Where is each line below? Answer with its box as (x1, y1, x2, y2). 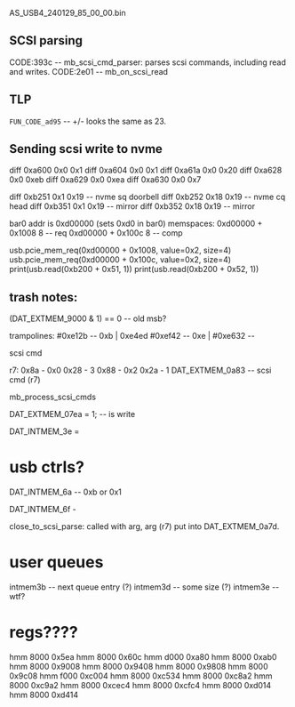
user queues (9, 552, 104, 573)
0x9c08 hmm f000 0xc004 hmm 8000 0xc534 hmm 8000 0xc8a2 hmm (9, 671, 273, 681)
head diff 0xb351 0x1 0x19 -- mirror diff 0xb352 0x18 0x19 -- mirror (9, 201, 256, 212)
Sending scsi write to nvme (9, 141, 163, 157)
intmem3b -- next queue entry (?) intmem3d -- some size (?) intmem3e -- (9, 582, 280, 592)
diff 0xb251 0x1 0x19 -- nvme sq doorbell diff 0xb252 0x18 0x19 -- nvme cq (9, 191, 286, 203)
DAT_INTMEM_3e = (9, 426, 80, 437)
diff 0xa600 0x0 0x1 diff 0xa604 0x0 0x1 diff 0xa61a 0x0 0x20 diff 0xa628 (9, 165, 283, 176)
